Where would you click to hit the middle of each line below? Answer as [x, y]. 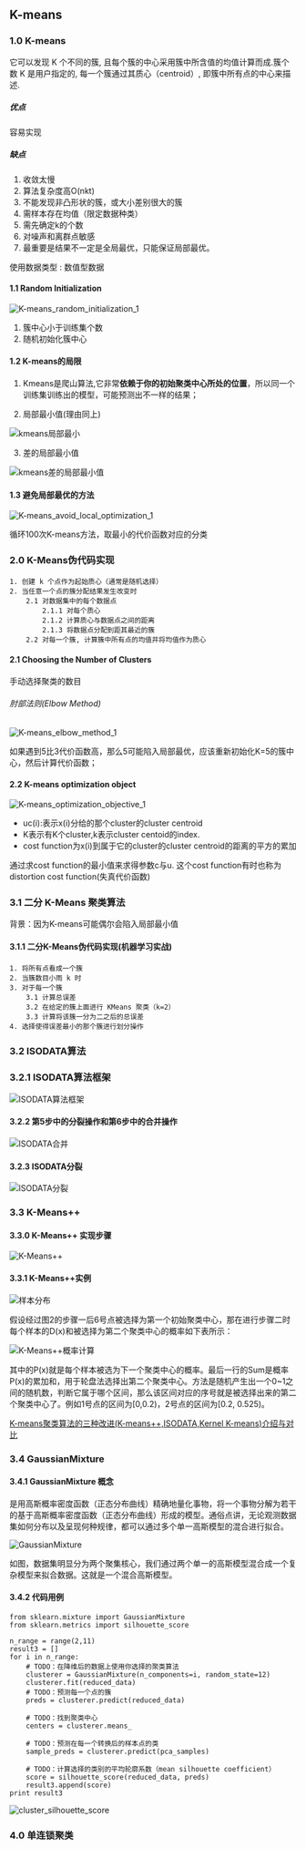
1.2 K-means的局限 [46, 361]
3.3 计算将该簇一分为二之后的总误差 [85, 1017]
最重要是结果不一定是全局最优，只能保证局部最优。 [118, 247]
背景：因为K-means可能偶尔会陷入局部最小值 [94, 924]
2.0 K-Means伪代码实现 [62, 560]
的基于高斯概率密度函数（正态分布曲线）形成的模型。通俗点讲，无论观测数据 [153, 1515]
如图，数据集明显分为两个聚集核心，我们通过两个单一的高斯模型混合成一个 [149, 1563]
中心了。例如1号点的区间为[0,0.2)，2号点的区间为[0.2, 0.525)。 [152, 1403]
